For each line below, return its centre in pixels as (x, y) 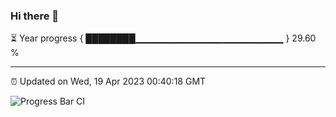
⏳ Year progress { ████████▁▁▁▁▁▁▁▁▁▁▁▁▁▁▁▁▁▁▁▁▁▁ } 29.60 (163, 38)
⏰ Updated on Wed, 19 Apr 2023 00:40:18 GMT (108, 81)
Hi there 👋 (35, 16)
